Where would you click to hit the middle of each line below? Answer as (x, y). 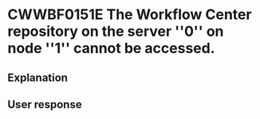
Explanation (38, 77)
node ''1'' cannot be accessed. (112, 48)
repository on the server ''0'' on (116, 31)
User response (45, 104)
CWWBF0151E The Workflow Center (130, 15)
